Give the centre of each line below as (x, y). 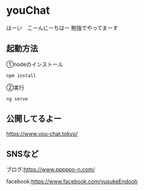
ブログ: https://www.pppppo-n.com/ (51, 169)
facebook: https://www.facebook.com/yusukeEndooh (72, 181)
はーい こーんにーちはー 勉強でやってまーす (62, 28)
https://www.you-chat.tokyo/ (42, 133)
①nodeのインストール (35, 64)
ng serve (17, 99)
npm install (21, 76)
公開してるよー (34, 119)
